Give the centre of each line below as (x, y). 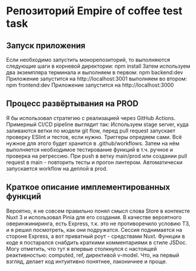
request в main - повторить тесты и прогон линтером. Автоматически (94, 162)
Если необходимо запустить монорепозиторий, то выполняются (88, 60)
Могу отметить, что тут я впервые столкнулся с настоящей (82, 248)
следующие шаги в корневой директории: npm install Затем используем (98, 66)
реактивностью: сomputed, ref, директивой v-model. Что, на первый (93, 255)
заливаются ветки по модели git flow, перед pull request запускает (91, 130)
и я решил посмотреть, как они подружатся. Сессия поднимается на (94, 229)
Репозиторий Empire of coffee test (94, 11)
